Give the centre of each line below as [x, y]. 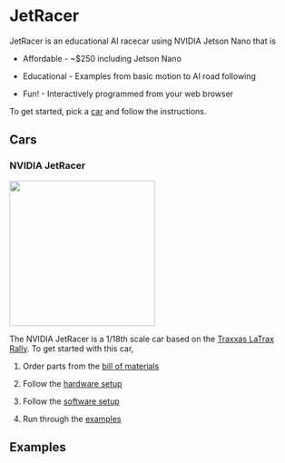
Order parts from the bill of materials [91, 366]
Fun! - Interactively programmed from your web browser [128, 94]
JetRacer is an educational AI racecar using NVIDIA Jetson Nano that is [143, 41]
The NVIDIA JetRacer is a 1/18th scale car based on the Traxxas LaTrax [142, 339]
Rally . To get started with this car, [72, 348]
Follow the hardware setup [72, 383]
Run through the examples [72, 419]
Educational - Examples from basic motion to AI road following [139, 76]
